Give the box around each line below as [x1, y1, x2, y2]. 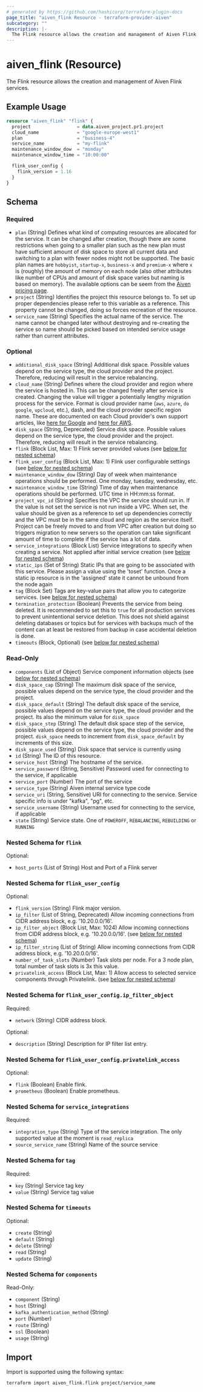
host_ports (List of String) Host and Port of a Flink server [15, 864, 158, 871]
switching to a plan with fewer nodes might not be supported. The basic [15, 255, 195, 262]
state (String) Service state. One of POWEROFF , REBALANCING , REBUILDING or [15, 816, 197, 824]
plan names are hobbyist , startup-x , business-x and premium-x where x [15, 261, 193, 268]
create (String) [15, 1229, 53, 1236]
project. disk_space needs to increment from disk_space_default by [15, 732, 184, 739]
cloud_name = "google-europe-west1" [12, 129, 139, 136]
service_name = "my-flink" [12, 140, 110, 147]
